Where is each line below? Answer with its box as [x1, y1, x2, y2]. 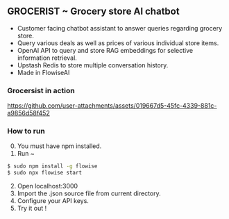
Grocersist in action [7, 86, 75, 95]
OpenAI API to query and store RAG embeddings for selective [17, 46, 193, 54]
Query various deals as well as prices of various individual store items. [17, 38, 219, 47]
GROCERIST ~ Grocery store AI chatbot [7, 6, 180, 17]
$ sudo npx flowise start [7, 170, 82, 177]
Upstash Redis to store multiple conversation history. [17, 60, 169, 69]
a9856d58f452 [7, 109, 50, 117]
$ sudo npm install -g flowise [7, 163, 98, 170]
